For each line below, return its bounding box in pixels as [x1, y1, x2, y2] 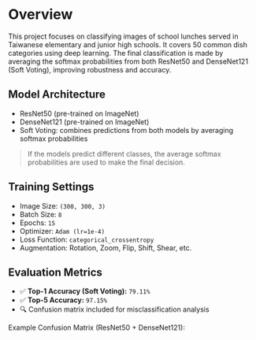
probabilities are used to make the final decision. [27, 157, 185, 167]
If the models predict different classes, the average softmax [27, 149, 222, 158]
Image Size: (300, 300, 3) [19, 201, 106, 210]
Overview [8, 6, 73, 24]
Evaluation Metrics [8, 265, 102, 279]
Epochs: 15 [19, 218, 56, 227]
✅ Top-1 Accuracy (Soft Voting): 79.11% [19, 286, 150, 296]
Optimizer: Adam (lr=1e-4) [19, 226, 105, 235]
